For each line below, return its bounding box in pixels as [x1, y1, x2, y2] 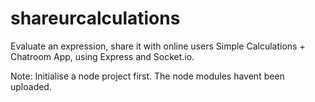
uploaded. [10, 80, 52, 92]
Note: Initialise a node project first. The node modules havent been [10, 70, 285, 82]
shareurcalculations [10, 7, 181, 30]
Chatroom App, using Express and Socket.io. [10, 50, 195, 62]
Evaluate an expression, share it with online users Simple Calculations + [10, 40, 306, 52]
